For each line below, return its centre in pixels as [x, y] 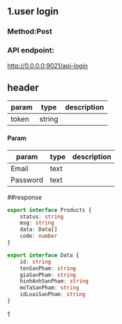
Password [27, 180]
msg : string [37, 223]
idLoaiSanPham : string [53, 295]
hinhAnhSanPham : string [54, 281]
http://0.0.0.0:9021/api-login [48, 65]
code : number [39, 236]
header [23, 88]
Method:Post [30, 32]
